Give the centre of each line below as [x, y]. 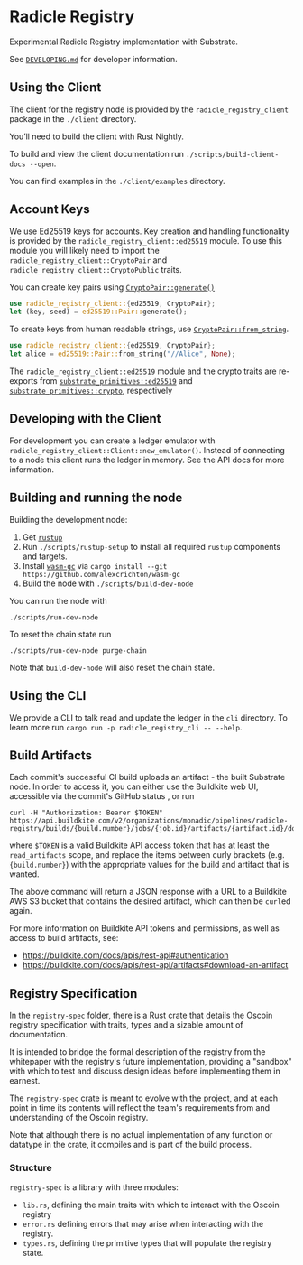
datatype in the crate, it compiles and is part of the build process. [131, 1145]
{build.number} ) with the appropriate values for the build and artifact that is [149, 865]
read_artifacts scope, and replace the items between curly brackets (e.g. [147, 855]
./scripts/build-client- [233, 154]
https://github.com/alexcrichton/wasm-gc [101, 574]
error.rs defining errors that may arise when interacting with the [143, 1224]
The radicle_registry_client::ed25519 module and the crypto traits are [143, 371]
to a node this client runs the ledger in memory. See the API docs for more [147, 460]
